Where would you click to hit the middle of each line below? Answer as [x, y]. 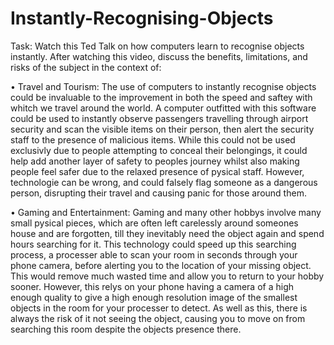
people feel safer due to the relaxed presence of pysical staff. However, [157, 171]
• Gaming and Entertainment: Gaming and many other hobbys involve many [166, 212]
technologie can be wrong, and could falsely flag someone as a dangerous [164, 182]
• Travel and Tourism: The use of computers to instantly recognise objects [163, 86]
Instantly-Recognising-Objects [142, 18]
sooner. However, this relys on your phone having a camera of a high [152, 286]
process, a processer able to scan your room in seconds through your [154, 254]
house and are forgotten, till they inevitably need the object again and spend [167, 233]
